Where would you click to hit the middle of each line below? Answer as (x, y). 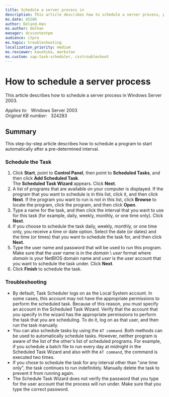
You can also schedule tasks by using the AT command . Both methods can (87, 330)
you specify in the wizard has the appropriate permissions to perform (84, 314)
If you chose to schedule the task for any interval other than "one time (85, 362)
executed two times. (33, 357)
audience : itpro (22, 38)
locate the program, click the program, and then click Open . (74, 205)
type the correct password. (41, 389)
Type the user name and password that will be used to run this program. (87, 248)
